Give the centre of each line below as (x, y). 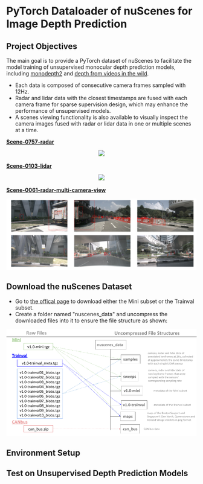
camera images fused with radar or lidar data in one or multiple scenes (103, 124)
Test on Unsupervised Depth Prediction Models (97, 473)
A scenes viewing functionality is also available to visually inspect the (101, 117)
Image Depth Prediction (67, 24)
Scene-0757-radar (30, 142)
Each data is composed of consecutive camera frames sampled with (100, 85)
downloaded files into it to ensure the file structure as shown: (91, 320)
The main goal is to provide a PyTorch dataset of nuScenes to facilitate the (99, 61)
